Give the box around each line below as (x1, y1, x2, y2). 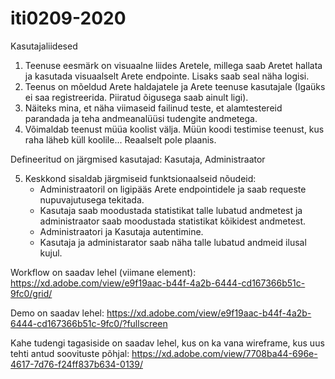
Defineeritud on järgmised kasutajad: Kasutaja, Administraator (10, 153, 266, 165)
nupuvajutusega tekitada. (39, 193, 145, 206)
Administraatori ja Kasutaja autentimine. (39, 225, 204, 237)
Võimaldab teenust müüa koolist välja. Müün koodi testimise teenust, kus (24, 123, 325, 135)
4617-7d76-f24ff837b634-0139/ (10, 358, 143, 370)
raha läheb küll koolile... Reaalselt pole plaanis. (24, 133, 217, 146)
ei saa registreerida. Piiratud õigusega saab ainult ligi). (24, 91, 249, 103)
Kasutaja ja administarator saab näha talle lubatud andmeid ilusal (39, 236, 307, 248)
